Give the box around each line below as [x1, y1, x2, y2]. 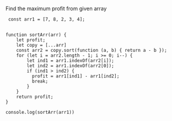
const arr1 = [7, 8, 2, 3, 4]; [8, 17, 85, 22]
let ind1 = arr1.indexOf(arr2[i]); [27, 58, 115, 64]
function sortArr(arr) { [5, 32, 67, 38]
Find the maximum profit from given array [5, 5, 107, 12]
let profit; [16, 37, 46, 43]
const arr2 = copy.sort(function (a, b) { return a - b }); [16, 47, 167, 53]
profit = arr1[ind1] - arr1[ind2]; [31, 73, 119, 79]
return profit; [16, 94, 54, 100]
